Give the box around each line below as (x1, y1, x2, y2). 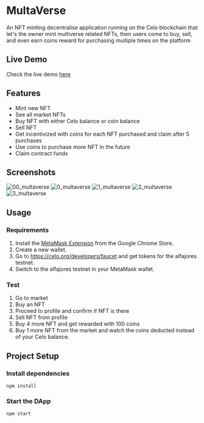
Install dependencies (6, 369, 70, 377)
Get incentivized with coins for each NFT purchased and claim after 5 (15, 130, 190, 138)
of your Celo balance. (15, 333, 70, 341)
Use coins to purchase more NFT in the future (15, 143, 131, 150)
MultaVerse (6, 4, 66, 18)
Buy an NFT (15, 301, 45, 308)
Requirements (6, 226, 49, 234)
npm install (6, 383, 37, 390)
